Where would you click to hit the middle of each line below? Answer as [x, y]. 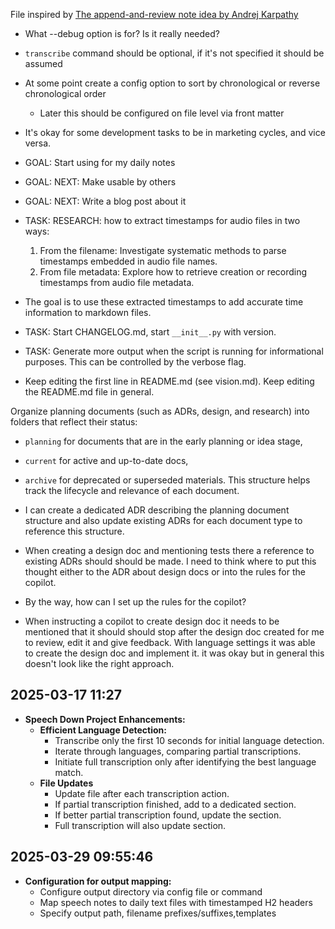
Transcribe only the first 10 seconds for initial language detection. [189, 740]
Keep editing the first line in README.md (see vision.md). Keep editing [169, 381]
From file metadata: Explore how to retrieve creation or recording [173, 272]
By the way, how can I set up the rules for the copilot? [135, 602]
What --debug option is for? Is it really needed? [122, 33]
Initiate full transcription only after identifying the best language [185, 761]
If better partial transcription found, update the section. [168, 815]
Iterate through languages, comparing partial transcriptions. [178, 751]
